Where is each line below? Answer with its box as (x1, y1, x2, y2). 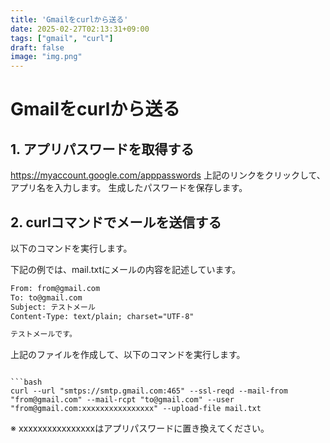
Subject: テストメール (10, 302, 96, 312)
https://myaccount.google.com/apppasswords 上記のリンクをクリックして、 (10, 169, 326, 181)
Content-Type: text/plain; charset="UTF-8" (10, 311, 195, 321)
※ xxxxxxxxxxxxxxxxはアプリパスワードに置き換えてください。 (10, 422, 270, 435)
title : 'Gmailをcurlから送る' (10, 14, 129, 25)
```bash (10, 377, 43, 388)
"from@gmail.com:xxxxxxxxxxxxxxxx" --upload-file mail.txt (10, 404, 262, 414)
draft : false (10, 42, 65, 53)
